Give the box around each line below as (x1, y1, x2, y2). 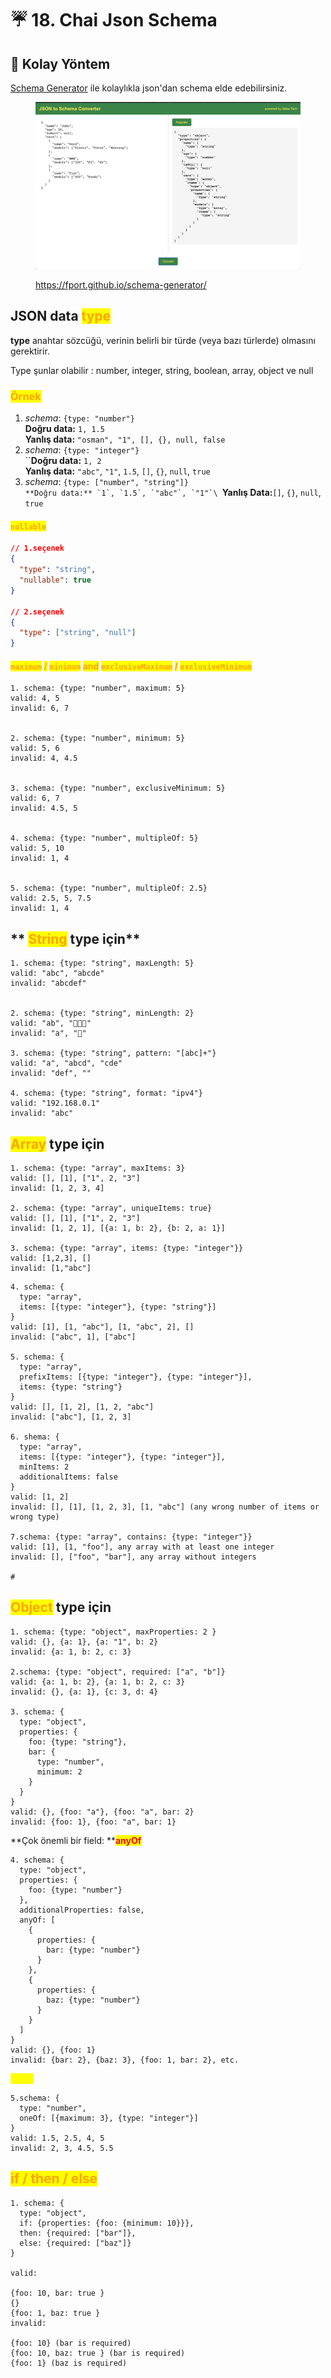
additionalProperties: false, (19, 1905, 145, 1915)
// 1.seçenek (10, 543, 65, 554)
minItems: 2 (19, 1462, 70, 1472)
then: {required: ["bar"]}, (19, 2228, 137, 2238)
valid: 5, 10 (10, 843, 65, 854)
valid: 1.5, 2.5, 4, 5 (10, 2133, 105, 2143)
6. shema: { (10, 1432, 60, 1442)
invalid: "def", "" (10, 1068, 92, 1079)
